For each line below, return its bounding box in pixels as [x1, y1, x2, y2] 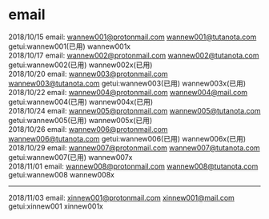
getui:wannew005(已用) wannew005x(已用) [8, 115, 153, 125]
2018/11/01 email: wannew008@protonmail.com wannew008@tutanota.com [8, 161, 259, 171]
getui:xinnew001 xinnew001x [8, 201, 104, 211]
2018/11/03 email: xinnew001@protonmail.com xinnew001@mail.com [8, 193, 235, 202]
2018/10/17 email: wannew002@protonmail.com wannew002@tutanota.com [8, 50, 259, 60]
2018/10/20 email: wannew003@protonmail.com [8, 69, 168, 78]
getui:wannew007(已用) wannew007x [8, 152, 133, 161]
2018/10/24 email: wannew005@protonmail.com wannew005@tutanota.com [8, 106, 262, 115]
